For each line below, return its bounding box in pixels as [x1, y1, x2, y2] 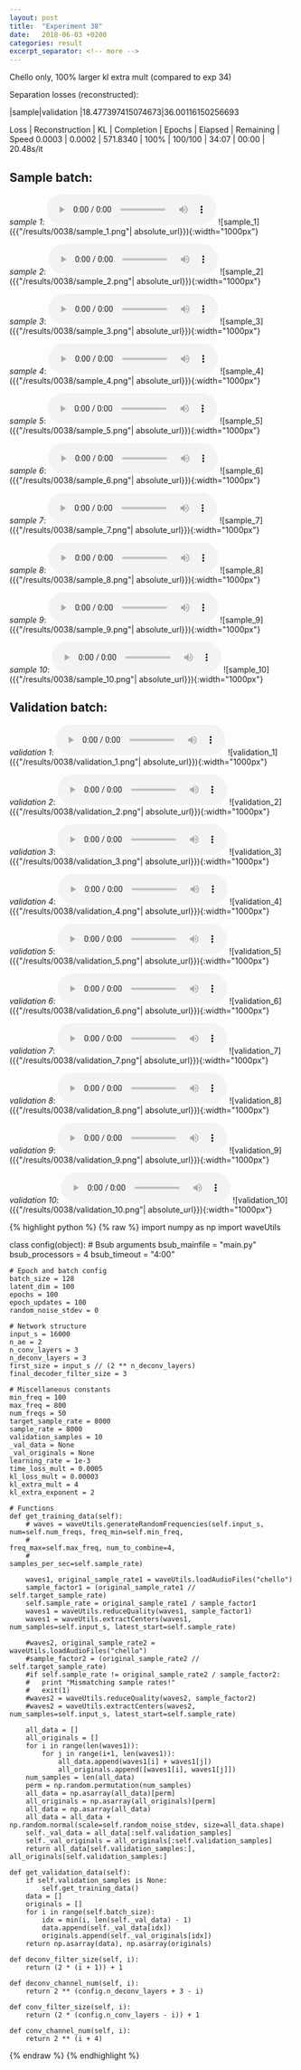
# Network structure [9, 1322, 88, 1331]
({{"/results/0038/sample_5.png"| [9, 424, 134, 435]
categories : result [9, 38, 83, 48]
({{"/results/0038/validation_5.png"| [9, 955, 143, 966]
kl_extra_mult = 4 [9, 1480, 79, 1489]
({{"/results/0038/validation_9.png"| [9, 1154, 144, 1165]
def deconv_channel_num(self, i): [9, 1979, 140, 1988]
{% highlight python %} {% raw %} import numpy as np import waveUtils [9, 1221, 281, 1232]
